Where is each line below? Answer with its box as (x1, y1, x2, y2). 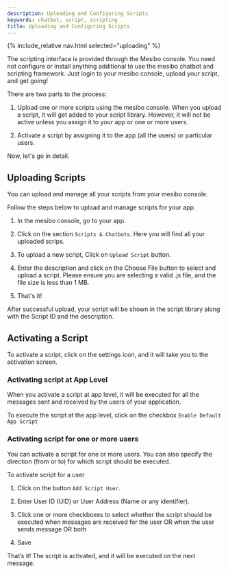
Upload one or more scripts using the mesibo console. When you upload (16, 104, 222, 112)
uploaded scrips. (16, 238, 65, 246)
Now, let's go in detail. (7, 152, 70, 160)
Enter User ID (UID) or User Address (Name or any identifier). (16, 497, 190, 505)
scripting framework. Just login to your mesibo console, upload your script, (7, 69, 220, 78)
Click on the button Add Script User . (16, 483, 121, 492)
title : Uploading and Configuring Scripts (7, 23, 130, 30)
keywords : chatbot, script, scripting (7, 16, 118, 23)
